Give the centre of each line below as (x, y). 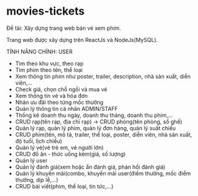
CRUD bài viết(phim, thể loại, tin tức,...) (64, 186)
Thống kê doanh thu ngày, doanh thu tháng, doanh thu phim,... (94, 115)
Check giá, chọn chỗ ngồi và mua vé (61, 89)
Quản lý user (31, 160)
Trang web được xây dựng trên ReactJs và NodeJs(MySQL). (82, 40)
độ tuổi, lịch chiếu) (38, 141)
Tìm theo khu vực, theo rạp (49, 63)
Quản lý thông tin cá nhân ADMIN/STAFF (66, 108)
